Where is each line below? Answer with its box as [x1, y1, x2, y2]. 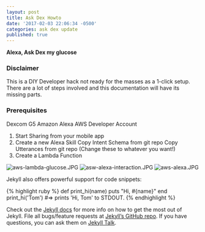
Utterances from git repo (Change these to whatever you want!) [15, 145, 176, 152]
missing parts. [6, 91, 42, 98]
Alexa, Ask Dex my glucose [6, 48, 77, 56]
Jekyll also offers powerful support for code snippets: [6, 176, 142, 183]
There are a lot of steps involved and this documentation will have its [6, 84, 179, 92]
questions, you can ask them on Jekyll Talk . [6, 218, 117, 226]
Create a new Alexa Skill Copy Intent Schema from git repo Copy [15, 139, 179, 146]
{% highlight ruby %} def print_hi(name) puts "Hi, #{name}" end [6, 187, 168, 195]
